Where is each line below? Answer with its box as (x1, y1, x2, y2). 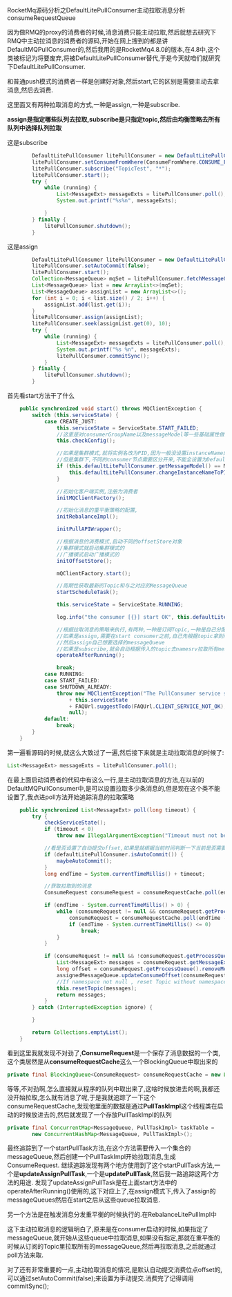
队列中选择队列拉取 (7, 124, 62, 132)
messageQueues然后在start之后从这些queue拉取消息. (7, 1195, 161, 1204)
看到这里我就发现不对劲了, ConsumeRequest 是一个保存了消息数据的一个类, (7, 1048, 221, 1057)
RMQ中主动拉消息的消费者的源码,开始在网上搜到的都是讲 (7, 37, 168, 45)
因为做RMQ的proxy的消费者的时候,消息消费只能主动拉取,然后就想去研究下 (7, 28, 216, 36)
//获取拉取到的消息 (43, 883, 92, 890)
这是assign (7, 242, 38, 251)
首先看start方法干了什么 (7, 392, 75, 399)
